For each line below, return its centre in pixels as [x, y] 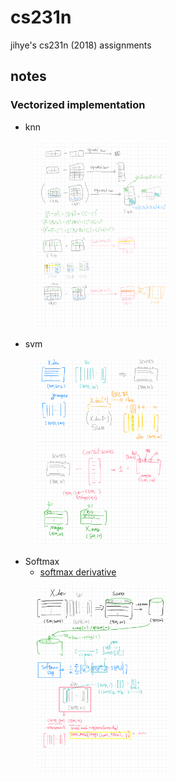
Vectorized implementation [78, 105]
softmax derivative [78, 572]
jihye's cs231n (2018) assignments [81, 45]
